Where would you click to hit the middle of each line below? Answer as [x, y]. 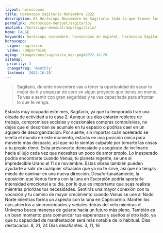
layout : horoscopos [25, 9]
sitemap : [14, 59]
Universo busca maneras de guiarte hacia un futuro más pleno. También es [80, 210]
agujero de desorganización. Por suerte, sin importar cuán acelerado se [77, 132]
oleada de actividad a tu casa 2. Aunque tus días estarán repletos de [73, 117]
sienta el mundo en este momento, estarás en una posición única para [75, 137]
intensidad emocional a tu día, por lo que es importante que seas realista [78, 184]
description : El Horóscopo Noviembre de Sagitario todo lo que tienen [78, 18]
